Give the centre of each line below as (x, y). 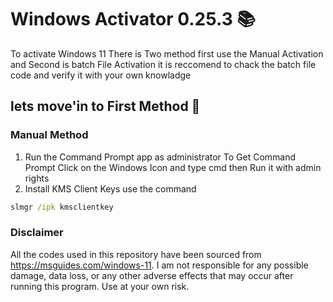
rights (37, 178)
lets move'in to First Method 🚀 (105, 106)
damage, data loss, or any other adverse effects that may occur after (152, 275)
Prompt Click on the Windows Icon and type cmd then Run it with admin (173, 167)
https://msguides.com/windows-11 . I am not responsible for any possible (159, 265)
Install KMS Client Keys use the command (110, 188)
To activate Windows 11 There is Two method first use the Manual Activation (167, 53)
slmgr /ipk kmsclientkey (62, 207)
